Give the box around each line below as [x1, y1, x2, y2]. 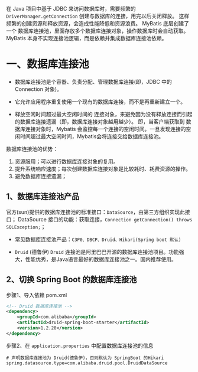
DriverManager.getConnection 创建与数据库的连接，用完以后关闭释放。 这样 [6, 12, 190, 19]
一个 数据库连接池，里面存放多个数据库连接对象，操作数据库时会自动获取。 [6, 27, 189, 34]
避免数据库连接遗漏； [14, 172, 67, 180]
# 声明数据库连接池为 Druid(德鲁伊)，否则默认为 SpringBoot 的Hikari [6, 355, 164, 361]
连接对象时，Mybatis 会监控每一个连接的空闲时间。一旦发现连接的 [25, 125, 186, 132]
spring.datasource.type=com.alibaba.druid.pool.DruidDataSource [6, 360, 168, 366]
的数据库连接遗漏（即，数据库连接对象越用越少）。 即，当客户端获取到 [14, 118, 185, 125]
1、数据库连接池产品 [6, 191, 80, 202]
